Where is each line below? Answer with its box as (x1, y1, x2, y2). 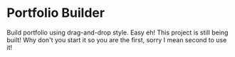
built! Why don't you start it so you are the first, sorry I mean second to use (6, 35, 227, 44)
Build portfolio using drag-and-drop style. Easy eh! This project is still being (6, 28, 229, 37)
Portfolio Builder (6, 5, 105, 21)
